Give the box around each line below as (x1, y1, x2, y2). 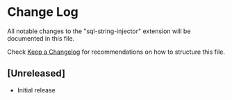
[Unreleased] (7, 68, 66, 79)
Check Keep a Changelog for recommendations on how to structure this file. (7, 48, 226, 56)
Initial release (17, 86, 56, 94)
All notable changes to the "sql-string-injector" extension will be (7, 27, 191, 35)
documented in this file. (7, 34, 75, 42)
